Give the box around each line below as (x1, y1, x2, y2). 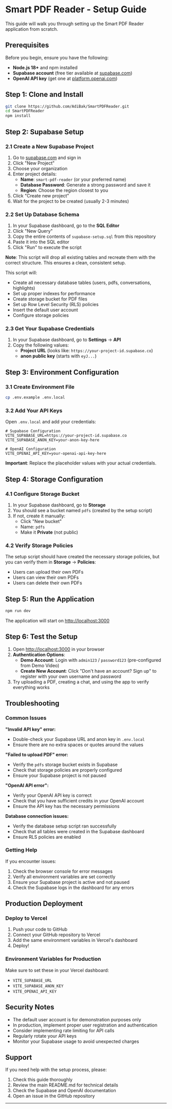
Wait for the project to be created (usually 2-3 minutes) (12, 198, 130, 204)
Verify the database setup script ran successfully (12, 823, 117, 829)
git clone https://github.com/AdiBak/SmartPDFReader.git (5, 104, 130, 109)
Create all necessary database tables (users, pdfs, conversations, (12, 279, 152, 286)
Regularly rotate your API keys (12, 1033, 77, 1039)
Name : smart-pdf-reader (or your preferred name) (20, 176, 126, 183)
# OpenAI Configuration (5, 447, 56, 452)
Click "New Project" (12, 160, 55, 166)
